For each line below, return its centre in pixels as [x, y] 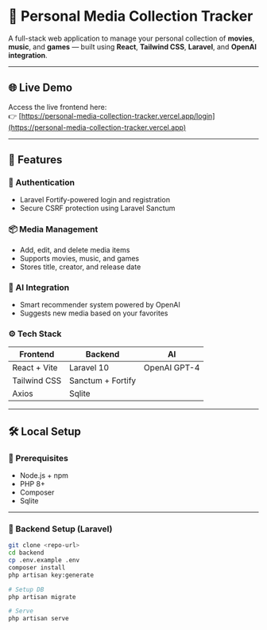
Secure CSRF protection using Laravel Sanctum [97, 208]
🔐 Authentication [42, 182]
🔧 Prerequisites [39, 458]
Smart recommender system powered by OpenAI [100, 305]
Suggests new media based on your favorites [94, 313]
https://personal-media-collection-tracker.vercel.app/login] [118, 115]
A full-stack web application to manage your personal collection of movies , [132, 38]
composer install [37, 567]
